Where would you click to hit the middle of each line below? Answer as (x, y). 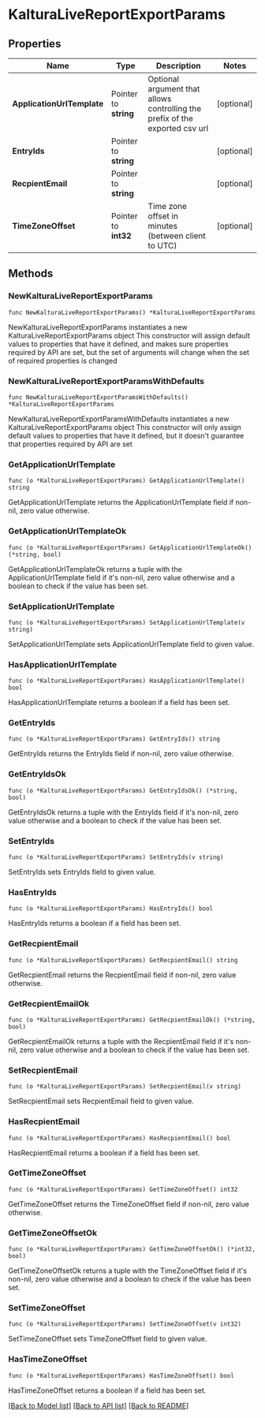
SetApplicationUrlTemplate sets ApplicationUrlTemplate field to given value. (131, 644)
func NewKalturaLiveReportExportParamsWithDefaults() (99, 397)
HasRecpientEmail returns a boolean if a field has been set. (104, 1152)
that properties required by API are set (70, 444)
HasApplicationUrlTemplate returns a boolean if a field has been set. (119, 703)
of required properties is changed (63, 360)
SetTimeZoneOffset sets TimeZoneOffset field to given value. (108, 1339)
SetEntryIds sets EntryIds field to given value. (82, 872)
